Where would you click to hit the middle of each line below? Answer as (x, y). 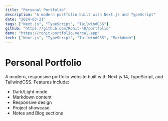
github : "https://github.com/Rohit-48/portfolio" (58, 29)
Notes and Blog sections (38, 113)
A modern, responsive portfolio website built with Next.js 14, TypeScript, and (84, 76)
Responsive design (32, 102)
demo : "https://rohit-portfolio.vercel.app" (52, 33)
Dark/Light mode (30, 91)
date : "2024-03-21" (26, 19)
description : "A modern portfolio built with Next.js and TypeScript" (80, 15)
